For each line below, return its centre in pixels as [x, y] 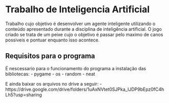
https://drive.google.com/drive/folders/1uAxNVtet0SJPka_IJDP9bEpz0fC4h [85, 89]
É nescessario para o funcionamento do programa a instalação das [76, 68]
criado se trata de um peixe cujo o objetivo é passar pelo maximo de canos [84, 34]
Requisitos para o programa [50, 56]
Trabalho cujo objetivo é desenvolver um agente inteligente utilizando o [80, 24]
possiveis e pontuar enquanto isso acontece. [52, 40]
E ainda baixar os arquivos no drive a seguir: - [54, 84]
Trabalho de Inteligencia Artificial [77, 9]
